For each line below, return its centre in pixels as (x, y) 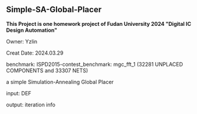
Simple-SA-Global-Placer (54, 10)
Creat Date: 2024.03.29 (35, 53)
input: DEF (19, 93)
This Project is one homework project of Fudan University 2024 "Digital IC (99, 24)
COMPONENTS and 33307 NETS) (47, 71)
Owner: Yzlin (22, 41)
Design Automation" (32, 30)
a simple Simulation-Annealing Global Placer (60, 82)
